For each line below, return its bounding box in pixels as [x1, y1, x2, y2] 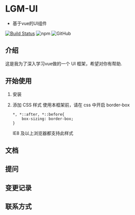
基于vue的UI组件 [12, 20, 47, 26]
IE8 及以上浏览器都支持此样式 [12, 130, 74, 136]
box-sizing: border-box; [22, 116, 74, 121]
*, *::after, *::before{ [12, 112, 65, 117]
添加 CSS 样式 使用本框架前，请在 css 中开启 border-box [12, 102, 130, 108]
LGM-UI [5, 3, 38, 15]
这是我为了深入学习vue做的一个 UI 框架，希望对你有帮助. [5, 60, 122, 66]
